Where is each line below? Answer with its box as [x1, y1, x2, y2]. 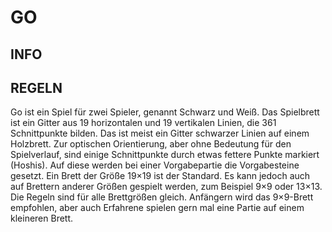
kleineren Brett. [10, 212, 74, 225]
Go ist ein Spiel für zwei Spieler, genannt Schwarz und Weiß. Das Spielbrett [10, 106, 320, 118]
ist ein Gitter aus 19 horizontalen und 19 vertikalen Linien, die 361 [10, 117, 277, 129]
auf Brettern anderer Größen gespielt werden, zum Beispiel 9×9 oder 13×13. [10, 181, 323, 193]
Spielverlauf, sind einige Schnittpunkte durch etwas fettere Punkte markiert [10, 149, 320, 161]
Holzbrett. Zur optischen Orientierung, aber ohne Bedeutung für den [10, 138, 292, 150]
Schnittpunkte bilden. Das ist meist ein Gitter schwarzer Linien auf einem [10, 127, 310, 140]
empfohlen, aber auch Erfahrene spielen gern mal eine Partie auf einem [10, 202, 305, 214]
